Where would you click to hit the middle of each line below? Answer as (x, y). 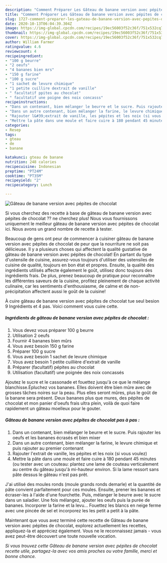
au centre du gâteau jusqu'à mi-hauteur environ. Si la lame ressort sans (85, 469)
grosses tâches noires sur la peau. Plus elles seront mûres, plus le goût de (81, 393)
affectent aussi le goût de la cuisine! (69, 291)
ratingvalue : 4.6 (23, 47)
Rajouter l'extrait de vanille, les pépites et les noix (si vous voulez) (80, 453)
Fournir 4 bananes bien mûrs (42, 340)
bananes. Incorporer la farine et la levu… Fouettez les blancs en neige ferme (83, 505)
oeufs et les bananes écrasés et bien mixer (56, 437)
